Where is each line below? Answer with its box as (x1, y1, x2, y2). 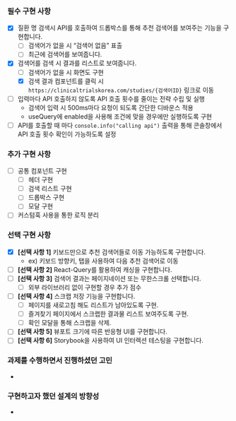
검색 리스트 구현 (28, 184, 72, 193)
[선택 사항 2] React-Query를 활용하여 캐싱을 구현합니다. (17, 265, 172, 273)
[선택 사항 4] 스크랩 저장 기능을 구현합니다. (17, 292, 136, 301)
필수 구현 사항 (7, 6, 52, 16)
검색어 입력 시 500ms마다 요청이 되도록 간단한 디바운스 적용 (28, 103, 194, 112)
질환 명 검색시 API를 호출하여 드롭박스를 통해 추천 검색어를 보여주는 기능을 (17, 23, 222, 32)
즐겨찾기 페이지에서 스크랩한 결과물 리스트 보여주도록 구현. (28, 309, 189, 319)
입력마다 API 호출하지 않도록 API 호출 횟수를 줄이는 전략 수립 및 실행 (17, 94, 205, 103)
